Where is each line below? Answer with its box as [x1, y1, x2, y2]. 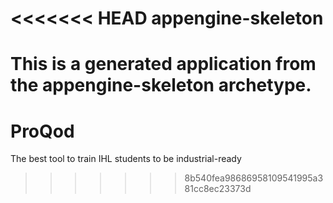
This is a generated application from [10, 53, 317, 76]
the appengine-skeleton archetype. [10, 74, 312, 97]
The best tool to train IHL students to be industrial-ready [10, 153, 242, 165]
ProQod [10, 120, 75, 142]
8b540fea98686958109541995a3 [184, 172, 324, 184]
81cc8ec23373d [184, 183, 252, 195]
